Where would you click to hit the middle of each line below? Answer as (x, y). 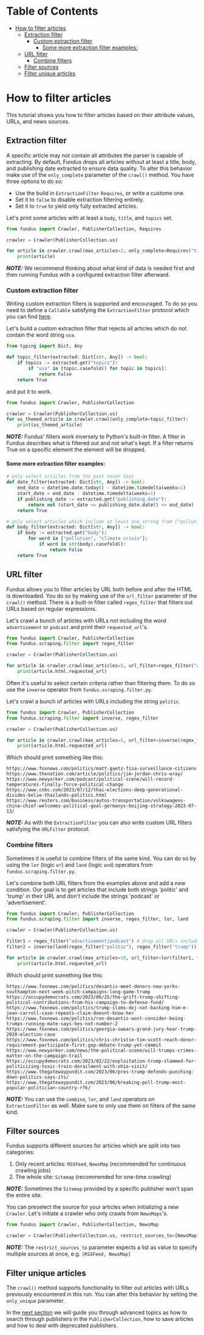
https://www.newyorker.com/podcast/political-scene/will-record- (90, 779)
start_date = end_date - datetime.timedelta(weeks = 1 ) (87, 494)
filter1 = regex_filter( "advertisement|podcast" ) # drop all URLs (92, 941)
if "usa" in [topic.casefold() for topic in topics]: (97, 369)
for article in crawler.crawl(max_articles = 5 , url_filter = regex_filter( (100, 666)
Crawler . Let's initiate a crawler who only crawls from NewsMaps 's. (87, 1214)
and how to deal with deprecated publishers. (62, 1326)
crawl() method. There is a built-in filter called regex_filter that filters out (100, 602)
